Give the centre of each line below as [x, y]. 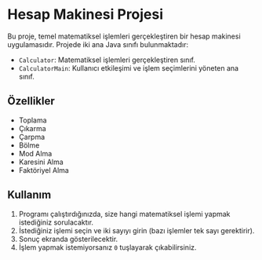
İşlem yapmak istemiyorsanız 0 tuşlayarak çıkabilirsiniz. [107, 247]
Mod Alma [35, 153]
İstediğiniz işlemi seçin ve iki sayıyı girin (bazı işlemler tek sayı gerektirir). [136, 230]
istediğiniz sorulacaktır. [56, 222]
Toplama [33, 120]
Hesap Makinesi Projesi [86, 15]
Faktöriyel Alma [44, 170]
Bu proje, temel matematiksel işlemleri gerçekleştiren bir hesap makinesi [124, 36]
